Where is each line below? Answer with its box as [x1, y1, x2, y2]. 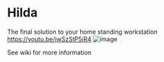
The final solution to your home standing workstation [7, 28, 158, 36]
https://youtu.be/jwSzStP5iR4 [7, 34, 92, 43]
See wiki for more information [7, 48, 92, 56]
